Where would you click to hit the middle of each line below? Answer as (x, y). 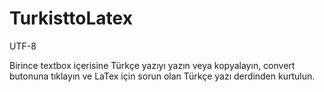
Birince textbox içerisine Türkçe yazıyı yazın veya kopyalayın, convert (152, 65)
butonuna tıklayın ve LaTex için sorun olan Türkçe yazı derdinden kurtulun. (162, 76)
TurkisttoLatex (71, 18)
